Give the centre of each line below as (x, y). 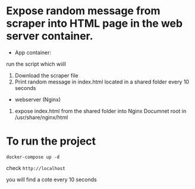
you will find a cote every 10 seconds (51, 180)
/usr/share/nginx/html (41, 117)
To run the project (51, 141)
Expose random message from (83, 11)
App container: (33, 52)
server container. (50, 36)
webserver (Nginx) (38, 100)
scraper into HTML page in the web (95, 23)
